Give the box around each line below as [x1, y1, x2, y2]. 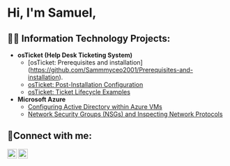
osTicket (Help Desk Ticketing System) [17, 51, 133, 59]
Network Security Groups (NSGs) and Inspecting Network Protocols [27, 110, 223, 118]
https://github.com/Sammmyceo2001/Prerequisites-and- [30, 66, 194, 74]
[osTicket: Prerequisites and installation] [27, 58, 143, 67]
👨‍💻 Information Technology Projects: [7, 33, 171, 44]
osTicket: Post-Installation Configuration [27, 81, 144, 88]
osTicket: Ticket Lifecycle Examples [27, 88, 131, 96]
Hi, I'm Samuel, [7, 5, 97, 21]
